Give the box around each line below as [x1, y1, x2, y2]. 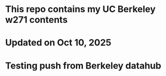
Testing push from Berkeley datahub [5, 60, 161, 71]
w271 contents [5, 14, 68, 25]
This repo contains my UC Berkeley [5, 3, 156, 15]
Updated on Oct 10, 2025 [5, 37, 112, 48]
